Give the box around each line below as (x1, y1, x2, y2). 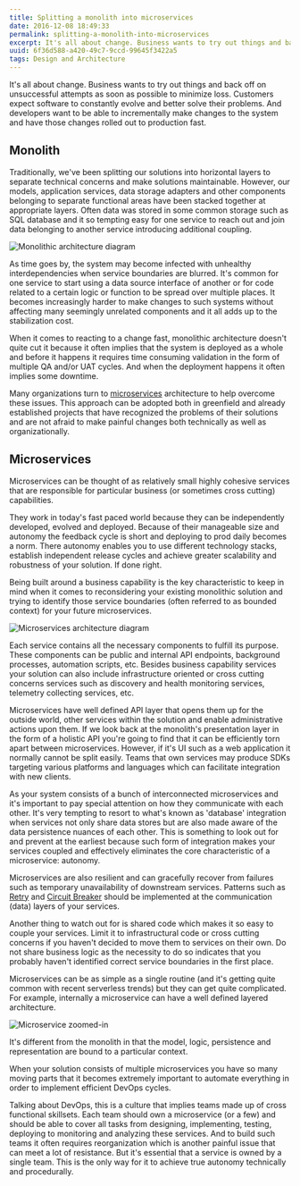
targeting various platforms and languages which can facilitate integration (9, 761, 281, 772)
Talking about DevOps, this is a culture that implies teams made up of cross (9, 1099, 287, 1110)
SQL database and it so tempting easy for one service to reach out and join (9, 214, 286, 224)
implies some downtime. (9, 370, 99, 381)
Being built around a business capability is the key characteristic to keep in (9, 576, 285, 587)
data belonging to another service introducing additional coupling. (9, 223, 253, 234)
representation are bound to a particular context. (9, 1046, 188, 1056)
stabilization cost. (9, 315, 74, 326)
